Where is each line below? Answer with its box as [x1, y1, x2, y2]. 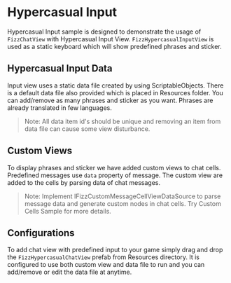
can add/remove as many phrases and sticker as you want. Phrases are [7, 96, 213, 104]
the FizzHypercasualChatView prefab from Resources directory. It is [7, 253, 200, 261]
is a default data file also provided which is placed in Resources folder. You [7, 88, 224, 97]
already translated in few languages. [7, 103, 112, 112]
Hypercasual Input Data [7, 62, 113, 74]
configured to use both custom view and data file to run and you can [7, 261, 205, 269]
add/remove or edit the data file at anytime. [7, 268, 132, 277]
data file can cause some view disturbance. [24, 124, 150, 133]
